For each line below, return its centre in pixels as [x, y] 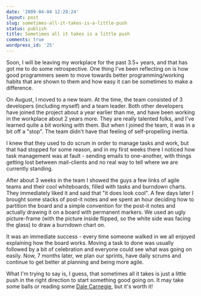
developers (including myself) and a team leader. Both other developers [95, 106]
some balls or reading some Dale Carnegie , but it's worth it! [79, 286]
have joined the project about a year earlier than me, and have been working [100, 112]
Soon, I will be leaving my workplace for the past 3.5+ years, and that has [97, 62]
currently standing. [30, 168]
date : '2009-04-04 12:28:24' [43, 12]
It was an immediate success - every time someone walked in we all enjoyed [101, 236]
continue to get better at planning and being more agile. [75, 262]
